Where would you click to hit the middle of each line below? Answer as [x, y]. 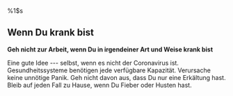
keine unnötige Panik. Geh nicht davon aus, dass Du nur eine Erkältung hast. [116, 77]
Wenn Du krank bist [50, 32]
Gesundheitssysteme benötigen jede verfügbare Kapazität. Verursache [109, 70]
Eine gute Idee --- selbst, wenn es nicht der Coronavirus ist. [93, 63]
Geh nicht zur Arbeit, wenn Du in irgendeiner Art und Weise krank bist [110, 49]
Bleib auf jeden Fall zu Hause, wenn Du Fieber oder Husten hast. [100, 85]
